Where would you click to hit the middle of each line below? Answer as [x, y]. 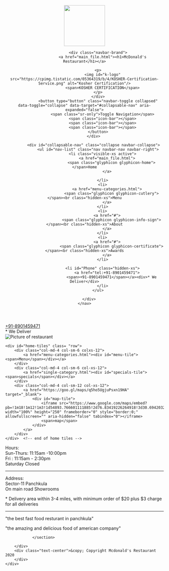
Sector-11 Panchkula [26, 483]
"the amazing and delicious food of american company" [63, 528]
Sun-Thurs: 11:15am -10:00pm [36, 453]
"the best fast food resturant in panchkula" [50, 518]
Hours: [12, 448]
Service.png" [52, 84]
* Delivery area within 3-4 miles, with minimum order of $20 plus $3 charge [83, 499]
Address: [15, 478]
